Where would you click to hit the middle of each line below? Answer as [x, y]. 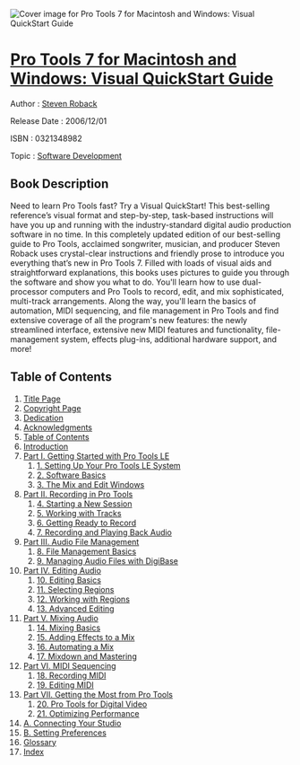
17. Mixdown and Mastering [86, 656]
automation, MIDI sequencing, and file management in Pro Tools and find [145, 311]
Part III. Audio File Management [81, 541]
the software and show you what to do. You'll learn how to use [125, 282]
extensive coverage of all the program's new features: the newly [129, 320]
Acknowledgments [58, 427]
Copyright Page [52, 408]
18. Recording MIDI [71, 675]
